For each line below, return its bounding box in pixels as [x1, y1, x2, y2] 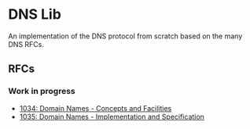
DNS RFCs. [8, 39, 45, 48]
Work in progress [8, 86, 76, 97]
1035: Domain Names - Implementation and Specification [19, 112, 204, 121]
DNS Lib [8, 5, 61, 23]
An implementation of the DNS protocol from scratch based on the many [8, 31, 243, 41]
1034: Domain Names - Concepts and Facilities [19, 103, 172, 113]
